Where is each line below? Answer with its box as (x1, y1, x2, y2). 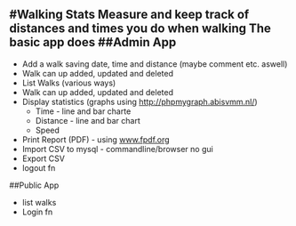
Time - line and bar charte (35, 106, 132, 117)
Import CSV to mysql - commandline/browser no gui (21, 143, 213, 154)
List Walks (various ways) (21, 77, 116, 88)
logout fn (21, 162, 56, 173)
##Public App (9, 180, 60, 190)
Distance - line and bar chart (35, 115, 140, 125)
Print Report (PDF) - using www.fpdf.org (21, 133, 171, 145)
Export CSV (21, 153, 65, 164)
